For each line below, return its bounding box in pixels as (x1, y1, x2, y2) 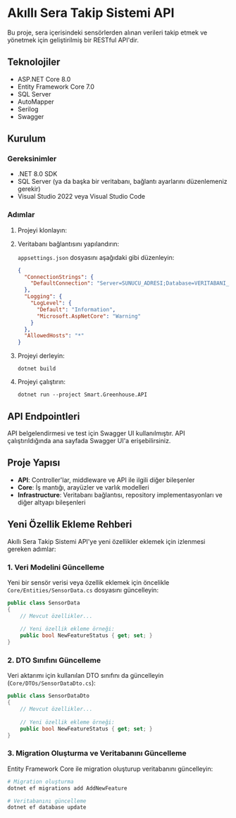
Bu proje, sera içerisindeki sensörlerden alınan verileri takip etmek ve (7, 28, 208, 37)
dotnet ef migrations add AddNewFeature (7, 784, 128, 792)
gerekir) (17, 185, 41, 193)
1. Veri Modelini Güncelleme (7, 562, 104, 572)
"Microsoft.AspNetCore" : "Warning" (36, 312, 142, 320)
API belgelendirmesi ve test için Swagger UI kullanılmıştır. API (7, 429, 185, 438)
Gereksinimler (7, 154, 57, 163)
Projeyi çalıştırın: (17, 378, 66, 386)
